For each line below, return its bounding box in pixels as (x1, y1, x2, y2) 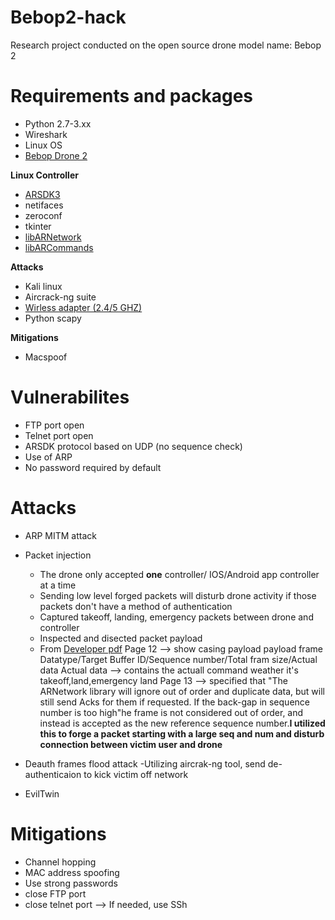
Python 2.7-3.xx (24, 117, 92, 130)
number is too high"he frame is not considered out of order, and (39, 706, 304, 718)
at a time (39, 579, 77, 591)
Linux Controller (10, 169, 79, 181)
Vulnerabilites (10, 386, 130, 409)
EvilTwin (24, 787, 60, 800)
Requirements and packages (10, 85, 253, 108)
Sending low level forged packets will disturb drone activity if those (39, 589, 317, 601)
